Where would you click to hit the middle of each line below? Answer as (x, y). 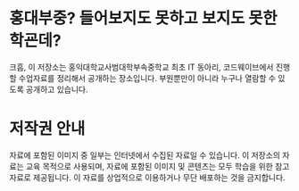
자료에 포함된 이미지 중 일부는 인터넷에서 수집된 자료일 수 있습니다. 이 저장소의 (145, 155)
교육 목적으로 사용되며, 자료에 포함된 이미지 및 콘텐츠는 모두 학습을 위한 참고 (158, 166)
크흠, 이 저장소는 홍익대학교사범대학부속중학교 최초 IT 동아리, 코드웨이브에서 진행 (150, 67)
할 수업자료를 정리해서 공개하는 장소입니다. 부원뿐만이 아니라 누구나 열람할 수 (143, 78)
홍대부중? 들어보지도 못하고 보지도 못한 (144, 18)
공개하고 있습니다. (57, 89)
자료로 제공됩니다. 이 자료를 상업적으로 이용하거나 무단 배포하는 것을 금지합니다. (147, 177)
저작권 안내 (47, 129)
